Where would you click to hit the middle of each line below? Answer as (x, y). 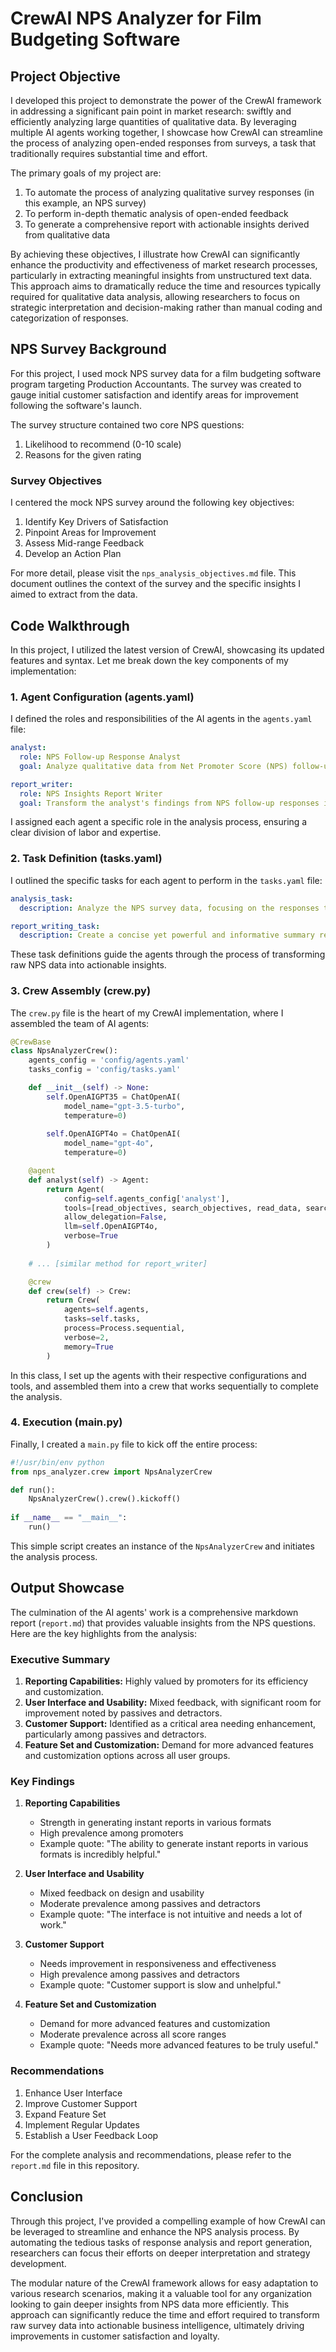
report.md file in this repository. (75, 2165)
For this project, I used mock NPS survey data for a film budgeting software (166, 373)
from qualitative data (67, 235)
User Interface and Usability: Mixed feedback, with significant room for (173, 1703)
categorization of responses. (69, 318)
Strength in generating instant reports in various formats (155, 1823)
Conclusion (47, 2197)
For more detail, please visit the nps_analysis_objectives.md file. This (153, 573)
